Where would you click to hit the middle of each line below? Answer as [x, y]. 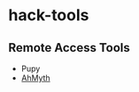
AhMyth [35, 78]
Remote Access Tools [69, 48]
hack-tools [49, 15]
